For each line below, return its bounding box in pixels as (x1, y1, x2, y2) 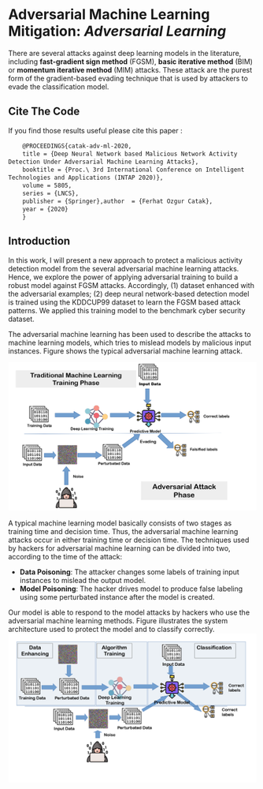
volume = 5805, (22, 181, 72, 189)
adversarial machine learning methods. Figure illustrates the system (8, 616, 228, 626)
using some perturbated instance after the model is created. (19, 593, 215, 602)
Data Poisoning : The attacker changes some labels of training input (19, 567, 240, 577)
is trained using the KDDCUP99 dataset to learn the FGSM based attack (8, 297, 241, 307)
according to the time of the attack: (8, 552, 123, 562)
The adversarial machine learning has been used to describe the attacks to (8, 329, 251, 338)
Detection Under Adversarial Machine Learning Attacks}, (8, 158, 199, 166)
